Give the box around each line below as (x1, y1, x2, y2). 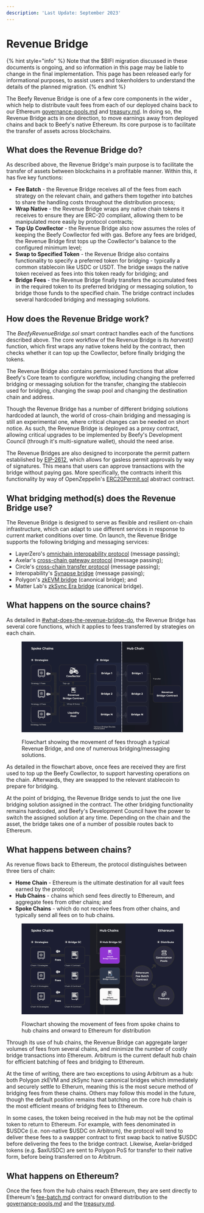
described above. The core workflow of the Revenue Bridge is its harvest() (6, 336, 194, 344)
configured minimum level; (15, 244, 82, 251)
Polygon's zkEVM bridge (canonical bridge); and (15, 576, 137, 583)
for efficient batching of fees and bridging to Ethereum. (6, 1058, 145, 1065)
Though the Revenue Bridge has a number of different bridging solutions (6, 406, 189, 413)
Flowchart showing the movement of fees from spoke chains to (21, 1020, 180, 1028)
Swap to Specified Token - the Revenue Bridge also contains (15, 251, 169, 258)
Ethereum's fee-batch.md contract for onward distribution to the (6, 1193, 168, 1201)
